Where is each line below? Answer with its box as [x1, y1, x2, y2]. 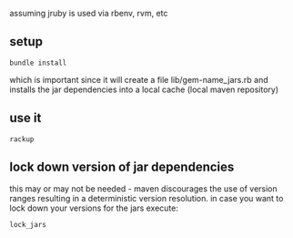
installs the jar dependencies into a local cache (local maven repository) [9, 84, 279, 95]
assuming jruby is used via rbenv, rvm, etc [9, 8, 168, 18]
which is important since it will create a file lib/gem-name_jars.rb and [9, 74, 268, 85]
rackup [9, 134, 35, 144]
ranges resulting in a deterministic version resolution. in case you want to [9, 193, 284, 204]
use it [9, 110, 42, 126]
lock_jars [9, 221, 47, 230]
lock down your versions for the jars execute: [9, 202, 179, 213]
